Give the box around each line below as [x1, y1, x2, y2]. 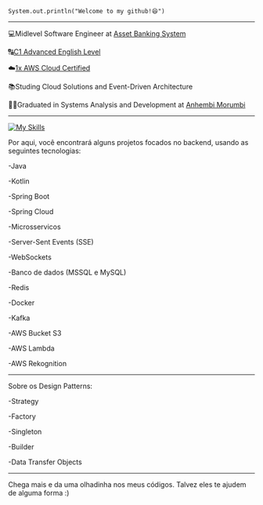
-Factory [8, 412, 37, 421]
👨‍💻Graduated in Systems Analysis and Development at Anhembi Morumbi [8, 100, 246, 109]
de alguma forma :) [8, 489, 70, 497]
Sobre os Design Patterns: [8, 381, 92, 391]
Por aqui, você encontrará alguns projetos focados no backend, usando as [8, 138, 249, 147]
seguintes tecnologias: [8, 146, 81, 155]
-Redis [8, 283, 30, 292]
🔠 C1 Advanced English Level [8, 47, 101, 56]
